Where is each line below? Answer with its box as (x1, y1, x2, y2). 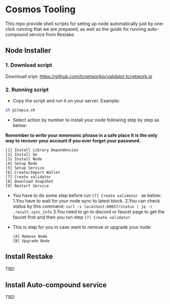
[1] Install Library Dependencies (5, 147, 79, 153)
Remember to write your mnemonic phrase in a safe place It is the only (5, 132, 158, 138)
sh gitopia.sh (5, 107, 36, 113)
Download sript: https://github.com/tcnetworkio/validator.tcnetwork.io (5, 73, 153, 79)
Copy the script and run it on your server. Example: (12, 97, 120, 103)
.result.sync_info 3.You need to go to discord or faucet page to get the (12, 208, 165, 214)
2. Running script (5, 86, 49, 93)
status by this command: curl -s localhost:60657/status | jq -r (12, 203, 153, 209)
